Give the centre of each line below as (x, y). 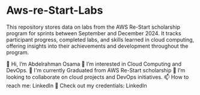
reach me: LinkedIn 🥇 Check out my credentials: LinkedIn (77, 85)
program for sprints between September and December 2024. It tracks (94, 33)
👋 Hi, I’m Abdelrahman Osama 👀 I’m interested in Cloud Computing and (94, 64)
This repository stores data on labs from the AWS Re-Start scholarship (93, 27)
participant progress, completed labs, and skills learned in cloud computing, (100, 39)
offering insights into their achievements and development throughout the (97, 46)
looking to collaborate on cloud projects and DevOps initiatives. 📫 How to (98, 77)
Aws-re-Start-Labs (55, 10)
